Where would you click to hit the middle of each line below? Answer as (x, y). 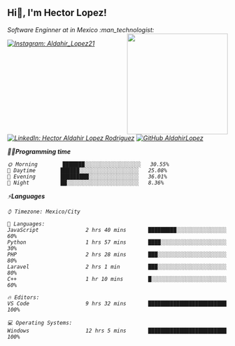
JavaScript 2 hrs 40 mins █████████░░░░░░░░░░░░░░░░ (117, 230)
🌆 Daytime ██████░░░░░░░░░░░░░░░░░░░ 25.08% (87, 170)
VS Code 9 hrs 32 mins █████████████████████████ (117, 303)
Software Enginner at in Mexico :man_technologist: (81, 29)
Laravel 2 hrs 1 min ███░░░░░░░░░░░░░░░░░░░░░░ (117, 267)
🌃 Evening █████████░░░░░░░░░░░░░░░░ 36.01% (87, 177)
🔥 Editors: (23, 297)
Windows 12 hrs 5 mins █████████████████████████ (117, 331)
